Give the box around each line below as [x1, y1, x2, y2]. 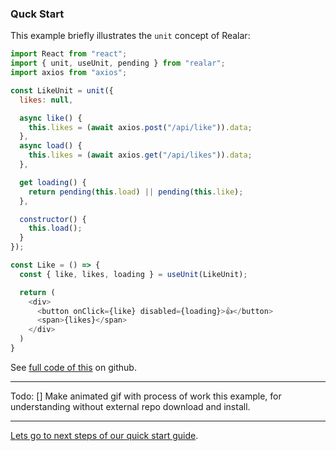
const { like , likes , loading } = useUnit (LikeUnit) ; [19, 269, 248, 279]
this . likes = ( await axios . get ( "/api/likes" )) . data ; [28, 150, 253, 161]
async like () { [19, 113, 83, 123]
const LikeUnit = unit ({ [10, 85, 114, 96]
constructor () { [19, 214, 87, 224]
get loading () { [19, 177, 87, 187]
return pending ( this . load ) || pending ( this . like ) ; [28, 187, 244, 197]
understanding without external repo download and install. [10, 400, 251, 412]
